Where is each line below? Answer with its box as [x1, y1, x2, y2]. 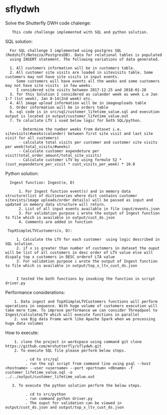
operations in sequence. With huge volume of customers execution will [5, 303, 157, 308]
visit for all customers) [5, 135, 59, 140]
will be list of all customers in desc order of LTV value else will [5, 250, 153, 255]
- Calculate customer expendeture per [18, 148, 99, 153]
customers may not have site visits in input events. [5, 74, 120, 79]
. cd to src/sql [25, 357, 59, 362]
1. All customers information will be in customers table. [9, 65, 135, 70]
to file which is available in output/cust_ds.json [5, 215, 115, 220]
